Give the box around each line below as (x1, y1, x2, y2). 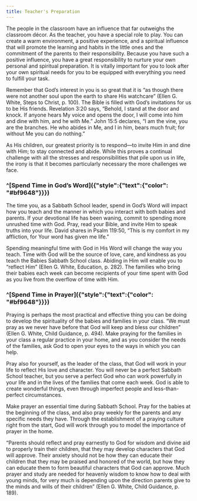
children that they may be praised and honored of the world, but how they (6, 458, 185, 465)
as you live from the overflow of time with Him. (6, 276, 119, 283)
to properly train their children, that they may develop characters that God (6, 446, 185, 453)
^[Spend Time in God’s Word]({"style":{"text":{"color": (6, 181, 169, 189)
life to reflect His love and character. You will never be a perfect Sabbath (6, 366, 182, 374)
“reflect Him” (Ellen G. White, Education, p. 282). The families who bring (6, 263, 181, 270)
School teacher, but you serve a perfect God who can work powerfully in (6, 373, 182, 380)
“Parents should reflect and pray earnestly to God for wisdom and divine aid (6, 439, 191, 446)
